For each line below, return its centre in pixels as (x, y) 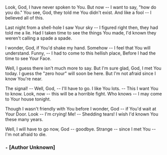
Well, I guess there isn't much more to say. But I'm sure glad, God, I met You (83, 68)
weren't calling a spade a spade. (39, 38)
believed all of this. (24, 18)
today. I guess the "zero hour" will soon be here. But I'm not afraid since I (80, 73)
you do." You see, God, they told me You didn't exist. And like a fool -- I (78, 12)
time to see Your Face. (28, 58)
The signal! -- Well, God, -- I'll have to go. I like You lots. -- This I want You (82, 88)
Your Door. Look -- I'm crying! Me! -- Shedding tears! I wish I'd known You (82, 114)
